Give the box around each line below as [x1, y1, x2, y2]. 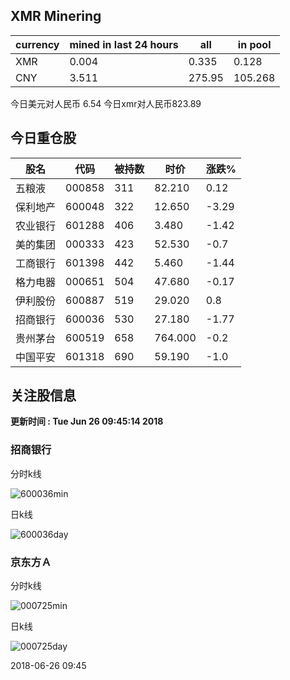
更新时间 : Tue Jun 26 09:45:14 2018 [10, 415, 164, 428]
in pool [237, 37, 272, 51]
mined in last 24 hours [69, 37, 179, 51]
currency [15, 37, 60, 51]
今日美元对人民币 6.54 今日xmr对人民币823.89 [10, 97, 202, 109]
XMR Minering [10, 8, 102, 25]
